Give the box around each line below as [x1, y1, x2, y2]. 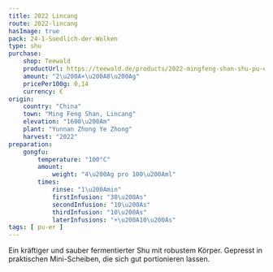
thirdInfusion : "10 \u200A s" [51, 208, 148, 216]
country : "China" [23, 102, 82, 110]
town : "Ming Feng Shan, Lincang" [23, 110, 136, 119]
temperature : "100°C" [37, 155, 111, 163]
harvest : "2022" [23, 132, 79, 140]
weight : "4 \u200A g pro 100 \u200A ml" [51, 171, 176, 179]
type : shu [8, 42, 42, 50]
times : [37, 178, 60, 187]
